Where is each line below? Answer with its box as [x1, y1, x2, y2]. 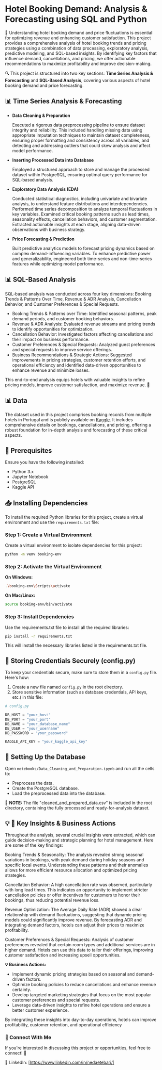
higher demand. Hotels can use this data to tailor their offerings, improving [5, 947, 153, 953]
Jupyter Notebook [12, 474, 48, 480]
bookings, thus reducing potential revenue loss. [5, 897, 100, 903]
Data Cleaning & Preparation [12, 113, 71, 118]
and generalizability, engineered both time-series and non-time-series [12, 256, 152, 262]
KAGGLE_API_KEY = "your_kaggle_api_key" [5, 739, 88, 744]
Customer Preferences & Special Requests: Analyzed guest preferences [12, 341, 156, 347]
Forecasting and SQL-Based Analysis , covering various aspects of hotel [5, 77, 150, 83]
